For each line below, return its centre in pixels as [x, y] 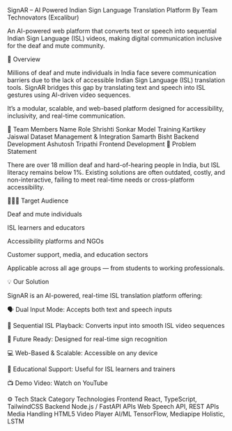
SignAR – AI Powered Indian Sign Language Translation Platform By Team [113, 10]
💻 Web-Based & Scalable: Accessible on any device [83, 353]
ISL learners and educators [46, 228]
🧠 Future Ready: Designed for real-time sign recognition [87, 339]
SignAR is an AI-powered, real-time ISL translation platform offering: [105, 296]
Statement [22, 151]
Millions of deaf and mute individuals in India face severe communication [112, 73]
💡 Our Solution [28, 282]
